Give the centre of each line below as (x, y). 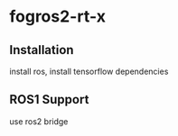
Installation (42, 50)
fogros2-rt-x (58, 17)
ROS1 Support (49, 100)
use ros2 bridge (39, 121)
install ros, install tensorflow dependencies (89, 71)
